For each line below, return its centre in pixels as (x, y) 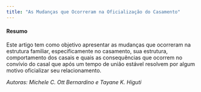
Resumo (17, 31)
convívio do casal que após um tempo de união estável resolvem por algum (101, 64)
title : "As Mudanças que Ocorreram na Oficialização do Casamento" (94, 12)
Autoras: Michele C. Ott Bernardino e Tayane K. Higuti (74, 82)
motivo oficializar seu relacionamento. (54, 70)
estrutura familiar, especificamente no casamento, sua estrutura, (87, 51)
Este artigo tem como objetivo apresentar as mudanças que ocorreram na (99, 44)
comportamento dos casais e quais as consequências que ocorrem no (94, 57)
